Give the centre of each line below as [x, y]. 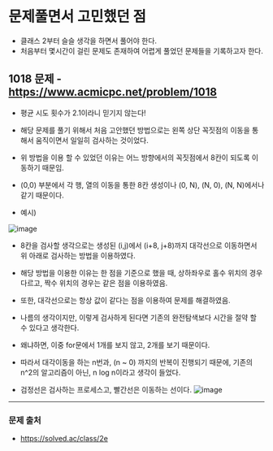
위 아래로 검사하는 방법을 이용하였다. [78, 255]
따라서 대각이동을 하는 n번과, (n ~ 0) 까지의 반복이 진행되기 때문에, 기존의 [136, 362]
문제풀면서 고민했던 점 [77, 17]
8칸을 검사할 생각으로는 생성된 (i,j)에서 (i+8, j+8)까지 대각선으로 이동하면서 [139, 245]
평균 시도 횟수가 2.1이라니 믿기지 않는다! [83, 113]
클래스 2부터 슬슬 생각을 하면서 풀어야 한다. [88, 41]
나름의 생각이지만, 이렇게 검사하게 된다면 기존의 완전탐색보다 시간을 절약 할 [139, 317]
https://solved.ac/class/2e [64, 439]
